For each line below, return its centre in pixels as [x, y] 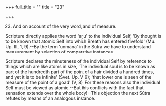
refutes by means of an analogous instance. [51, 98]
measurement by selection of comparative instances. [60, 52]
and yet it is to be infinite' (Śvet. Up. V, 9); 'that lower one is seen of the [79, 77]
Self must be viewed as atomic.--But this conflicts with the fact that [75, 88]
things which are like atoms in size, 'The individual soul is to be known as [81, 67]
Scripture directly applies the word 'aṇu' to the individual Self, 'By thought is [83, 36]
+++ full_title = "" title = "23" [35, 7]
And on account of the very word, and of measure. [65, 26]
